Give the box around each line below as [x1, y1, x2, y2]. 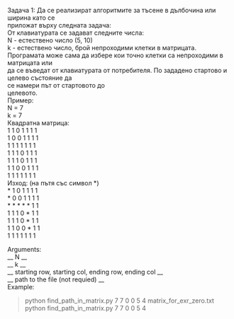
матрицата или [7, 59, 53, 66]
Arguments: [7, 245, 42, 253]
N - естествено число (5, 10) [7, 36, 94, 45]
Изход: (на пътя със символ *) [7, 179, 99, 187]
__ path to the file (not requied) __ [7, 275, 105, 284]
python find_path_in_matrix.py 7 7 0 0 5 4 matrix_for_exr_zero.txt [24, 296, 215, 305]
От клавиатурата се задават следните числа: [7, 28, 144, 37]
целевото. [7, 88, 38, 97]
